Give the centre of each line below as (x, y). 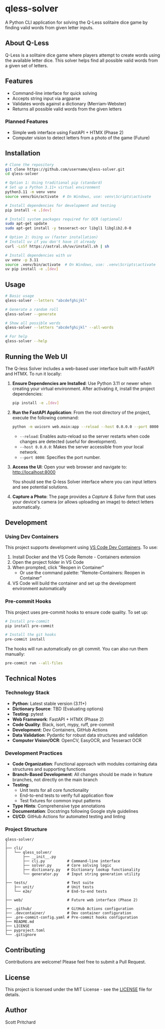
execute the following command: (45, 417)
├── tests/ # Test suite (49, 883)
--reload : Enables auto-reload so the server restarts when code (85, 436)
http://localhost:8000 (34, 472)
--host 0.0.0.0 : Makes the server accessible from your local (82, 446)
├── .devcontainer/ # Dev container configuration (68, 913)
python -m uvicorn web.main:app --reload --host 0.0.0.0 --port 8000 (85, 427)
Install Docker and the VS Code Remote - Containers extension (76, 557)
